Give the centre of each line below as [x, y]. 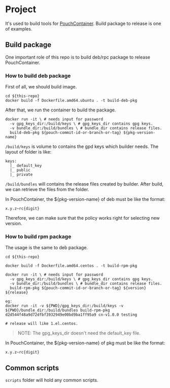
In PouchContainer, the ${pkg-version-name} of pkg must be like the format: [85, 343]
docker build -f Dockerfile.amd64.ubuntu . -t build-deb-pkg [71, 101]
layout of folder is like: [28, 152]
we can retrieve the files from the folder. [47, 190]
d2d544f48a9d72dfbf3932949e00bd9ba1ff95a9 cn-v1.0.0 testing [71, 315]
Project [21, 9]
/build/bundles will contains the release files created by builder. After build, [84, 184]
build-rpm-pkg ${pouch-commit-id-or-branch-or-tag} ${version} [78, 288]
